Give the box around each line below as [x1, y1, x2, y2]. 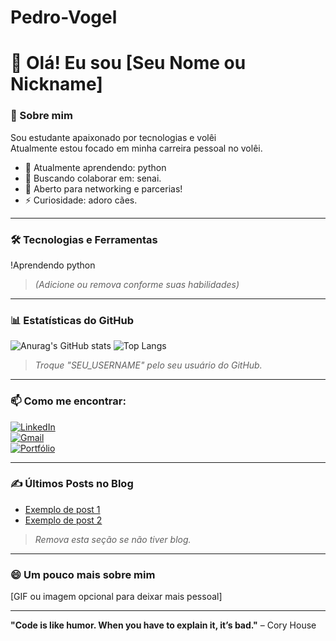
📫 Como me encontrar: [10, 394, 127, 408]
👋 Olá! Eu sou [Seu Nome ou [10, 52, 247, 75]
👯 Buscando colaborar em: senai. [24, 172, 162, 184]
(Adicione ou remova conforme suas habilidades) [34, 278, 240, 290]
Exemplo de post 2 [24, 514, 103, 526]
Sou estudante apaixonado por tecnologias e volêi [10, 131, 217, 143]
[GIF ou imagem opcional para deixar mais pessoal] [10, 591, 223, 603]
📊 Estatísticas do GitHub [10, 313, 134, 327]
